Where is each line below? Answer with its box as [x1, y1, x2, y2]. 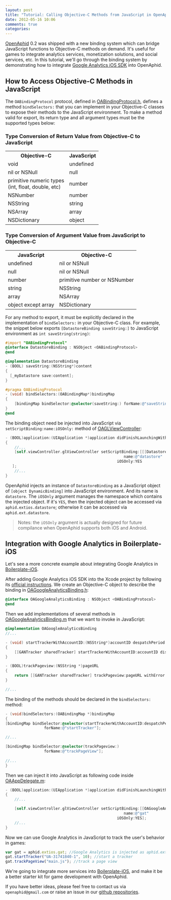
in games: [5, 839, 26, 846]
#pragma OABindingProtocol [5, 387, 63, 392]
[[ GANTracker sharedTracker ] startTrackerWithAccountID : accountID [14, 649, 158, 655]
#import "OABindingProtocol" [5, 340, 67, 346]
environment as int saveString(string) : [5, 330, 91, 336]
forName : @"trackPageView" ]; [44, 749, 103, 754]
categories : [5, 27, 31, 32]
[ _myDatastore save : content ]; [10, 373, 74, 378]
